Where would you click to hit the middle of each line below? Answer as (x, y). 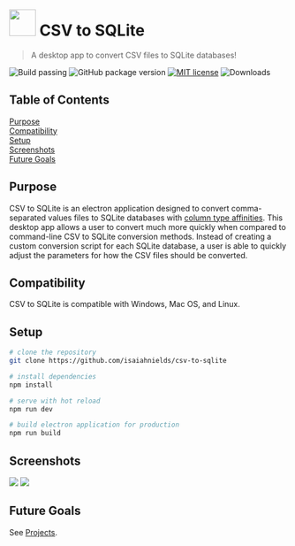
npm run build (35, 434)
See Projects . (34, 532)
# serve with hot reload (55, 401)
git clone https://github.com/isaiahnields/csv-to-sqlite (118, 361)
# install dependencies (53, 376)
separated (28, 218)
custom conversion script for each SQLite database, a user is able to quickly (148, 246)
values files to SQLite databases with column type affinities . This (166, 218)
